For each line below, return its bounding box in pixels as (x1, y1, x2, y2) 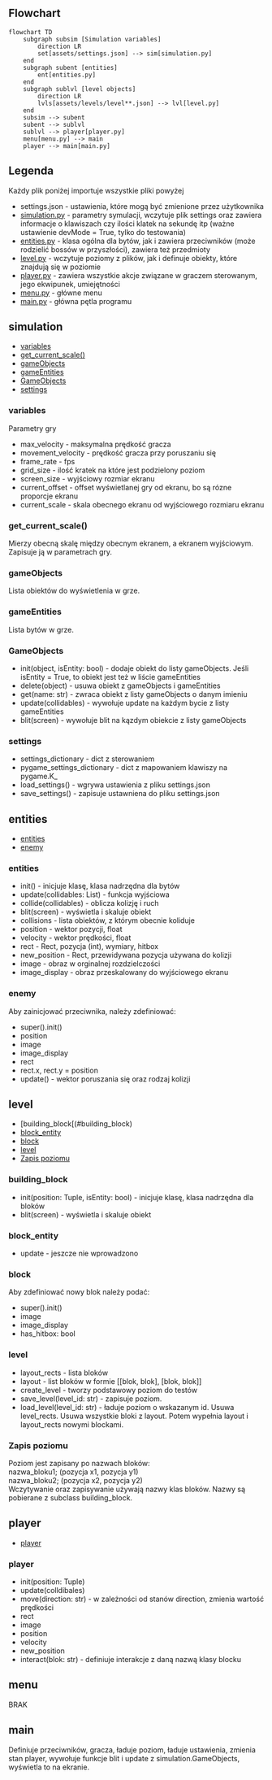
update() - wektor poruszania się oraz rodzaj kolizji (19, 1073, 191, 1084)
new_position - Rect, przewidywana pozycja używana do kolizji (19, 951, 232, 960)
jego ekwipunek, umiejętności (19, 279, 120, 289)
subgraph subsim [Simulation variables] (23, 35, 162, 43)
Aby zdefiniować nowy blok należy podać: (8, 1287, 150, 1297)
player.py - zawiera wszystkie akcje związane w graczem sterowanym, (19, 270, 257, 280)
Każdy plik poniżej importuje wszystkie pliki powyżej (8, 185, 184, 195)
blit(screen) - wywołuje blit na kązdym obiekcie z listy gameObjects (19, 715, 247, 725)
